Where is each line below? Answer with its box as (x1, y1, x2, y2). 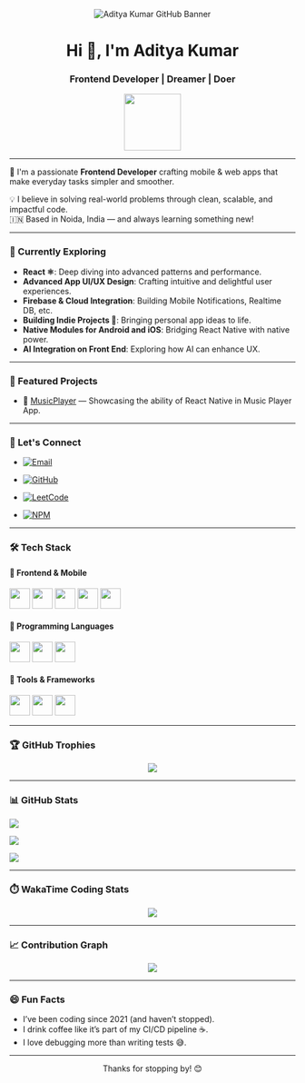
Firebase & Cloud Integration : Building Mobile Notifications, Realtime (22, 295, 281, 306)
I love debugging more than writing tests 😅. (22, 1037, 187, 1048)
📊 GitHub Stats (9, 794, 79, 807)
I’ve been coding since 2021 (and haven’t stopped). (22, 1014, 215, 1025)
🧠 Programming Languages (9, 621, 114, 631)
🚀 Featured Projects (9, 374, 98, 387)
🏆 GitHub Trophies (9, 739, 96, 751)
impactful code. (9, 204, 68, 215)
